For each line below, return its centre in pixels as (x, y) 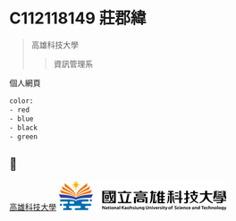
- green (24, 136)
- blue (21, 119)
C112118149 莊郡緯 (78, 18)
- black (24, 127)
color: (21, 101)
